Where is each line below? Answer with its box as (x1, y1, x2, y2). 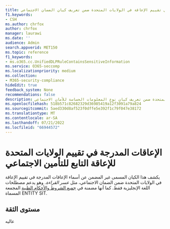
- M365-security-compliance (5, 78, 65, 83)
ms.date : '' (5, 36, 30, 41)
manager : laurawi (5, 31, 42, 36)
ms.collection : (5, 73, 37, 78)
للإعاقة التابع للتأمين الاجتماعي (5, 157, 116, 169)
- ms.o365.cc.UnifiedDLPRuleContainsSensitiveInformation (5, 59, 130, 64)
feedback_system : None (5, 87, 53, 93)
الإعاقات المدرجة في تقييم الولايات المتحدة (5, 147, 162, 158)
